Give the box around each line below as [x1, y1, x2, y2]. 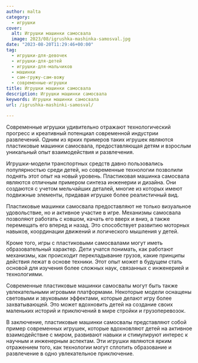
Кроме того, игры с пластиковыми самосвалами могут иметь [6, 239, 163, 246]
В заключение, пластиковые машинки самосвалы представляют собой [6, 318, 187, 325]
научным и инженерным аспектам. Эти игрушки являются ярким [6, 337, 172, 344]
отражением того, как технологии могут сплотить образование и [6, 344, 172, 351]
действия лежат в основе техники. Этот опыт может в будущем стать [6, 258, 183, 265]
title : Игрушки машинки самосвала [6, 86, 92, 91]
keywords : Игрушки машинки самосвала [6, 96, 99, 102]
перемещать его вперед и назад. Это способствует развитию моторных [6, 221, 190, 228]
